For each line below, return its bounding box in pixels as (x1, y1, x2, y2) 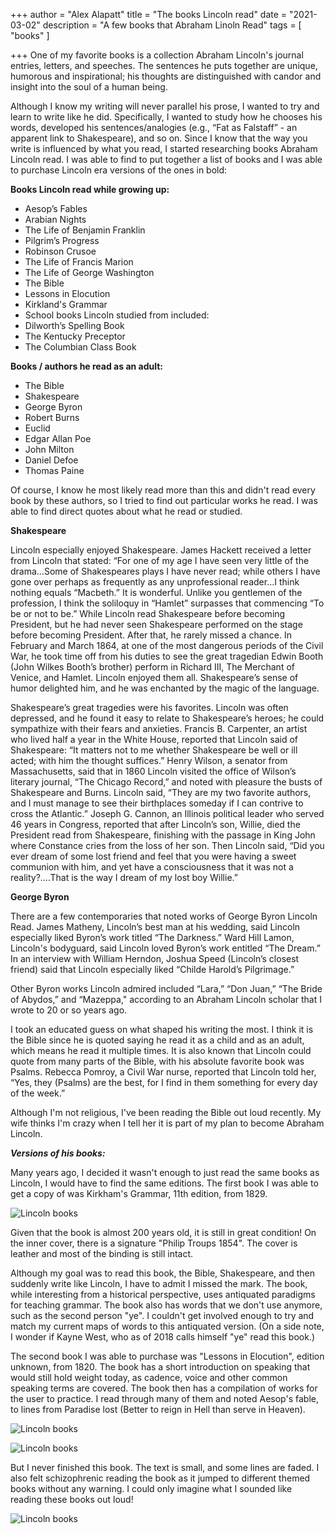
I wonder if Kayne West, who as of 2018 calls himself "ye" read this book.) (10, 1331, 316, 1343)
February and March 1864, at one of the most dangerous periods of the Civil (10, 640, 324, 651)
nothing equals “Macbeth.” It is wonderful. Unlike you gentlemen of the (10, 587, 303, 598)
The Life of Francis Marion (24, 256, 134, 268)
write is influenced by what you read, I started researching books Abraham (10, 143, 318, 154)
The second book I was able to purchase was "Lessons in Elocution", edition (10, 1350, 325, 1362)
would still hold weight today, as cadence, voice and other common (10, 1372, 288, 1383)
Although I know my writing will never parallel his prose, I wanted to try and (10, 100, 320, 112)
